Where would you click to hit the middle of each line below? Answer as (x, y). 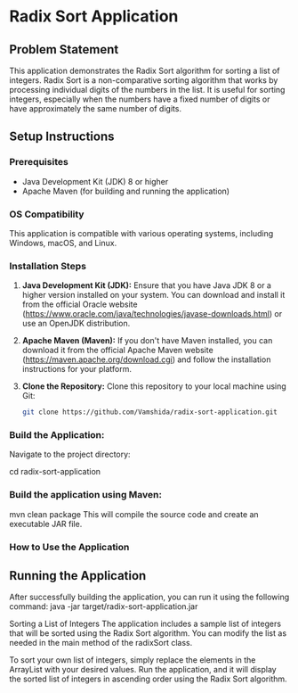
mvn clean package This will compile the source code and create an (134, 514)
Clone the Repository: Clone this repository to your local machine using (154, 386)
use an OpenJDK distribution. (76, 324)
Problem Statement (64, 49)
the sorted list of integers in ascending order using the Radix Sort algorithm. (148, 679)
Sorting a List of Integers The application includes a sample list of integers (145, 624)
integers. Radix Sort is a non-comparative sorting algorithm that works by (144, 80)
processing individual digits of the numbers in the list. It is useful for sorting (147, 90)
